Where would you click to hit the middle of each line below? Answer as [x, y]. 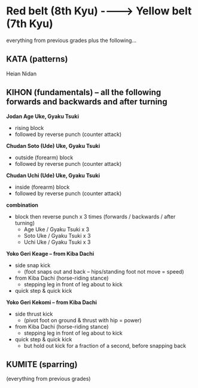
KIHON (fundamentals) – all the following [84, 93]
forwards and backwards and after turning [87, 102]
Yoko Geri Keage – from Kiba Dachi [50, 253]
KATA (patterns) [37, 59]
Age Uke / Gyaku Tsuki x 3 [57, 229]
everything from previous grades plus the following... [71, 40]
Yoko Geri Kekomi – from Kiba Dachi [52, 302]
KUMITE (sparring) [42, 364]
